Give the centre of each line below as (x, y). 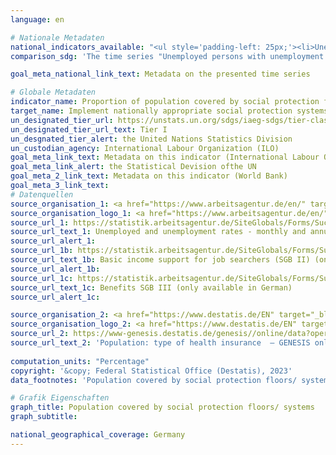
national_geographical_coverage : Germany (98, 435)
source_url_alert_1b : (55, 269)
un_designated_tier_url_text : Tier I (89, 129)
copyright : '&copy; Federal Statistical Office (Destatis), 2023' (151, 371)
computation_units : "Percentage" (80, 361)
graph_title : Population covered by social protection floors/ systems (162, 407)
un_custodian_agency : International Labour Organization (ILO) (145, 148)
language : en (37, 19)
